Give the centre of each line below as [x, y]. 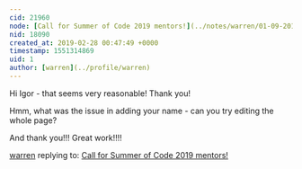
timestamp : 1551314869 [52, 51]
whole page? [33, 120]
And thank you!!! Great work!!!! [66, 138]
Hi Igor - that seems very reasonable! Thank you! [100, 93]
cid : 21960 [30, 18]
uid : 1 [22, 59]
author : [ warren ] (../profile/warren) [80, 68]
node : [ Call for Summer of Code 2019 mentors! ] [100, 26]
